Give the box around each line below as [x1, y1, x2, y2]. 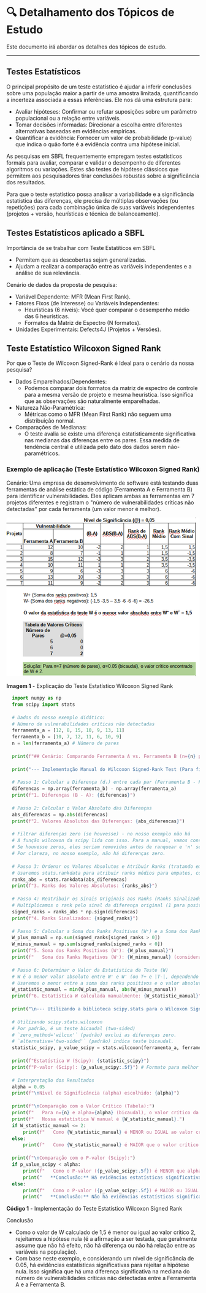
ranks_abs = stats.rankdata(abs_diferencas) [12, 877, 128, 883]
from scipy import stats [12, 701, 75, 708]
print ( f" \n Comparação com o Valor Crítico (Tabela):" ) [12, 1103, 155, 1109]
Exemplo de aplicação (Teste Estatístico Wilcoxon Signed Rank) [6, 465, 200, 474]
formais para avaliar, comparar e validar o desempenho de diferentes [6, 158, 181, 166]
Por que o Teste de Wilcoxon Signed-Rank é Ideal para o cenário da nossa [6, 359, 194, 367]
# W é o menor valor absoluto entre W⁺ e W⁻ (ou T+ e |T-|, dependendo [12, 974, 199, 980]
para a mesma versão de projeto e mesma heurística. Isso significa [24, 391, 194, 399]
